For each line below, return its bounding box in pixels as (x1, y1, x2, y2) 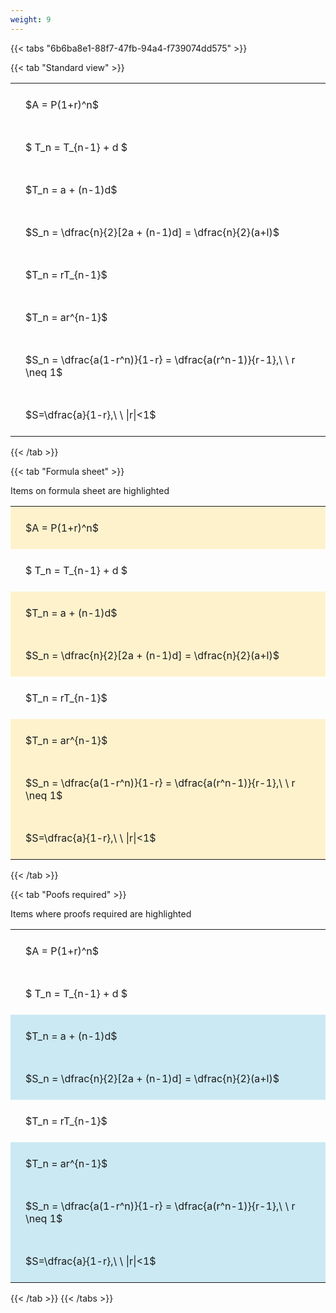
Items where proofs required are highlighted (10, 907, 192, 920)
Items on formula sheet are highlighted (10, 484, 170, 496)
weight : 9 (10, 14, 52, 25)
